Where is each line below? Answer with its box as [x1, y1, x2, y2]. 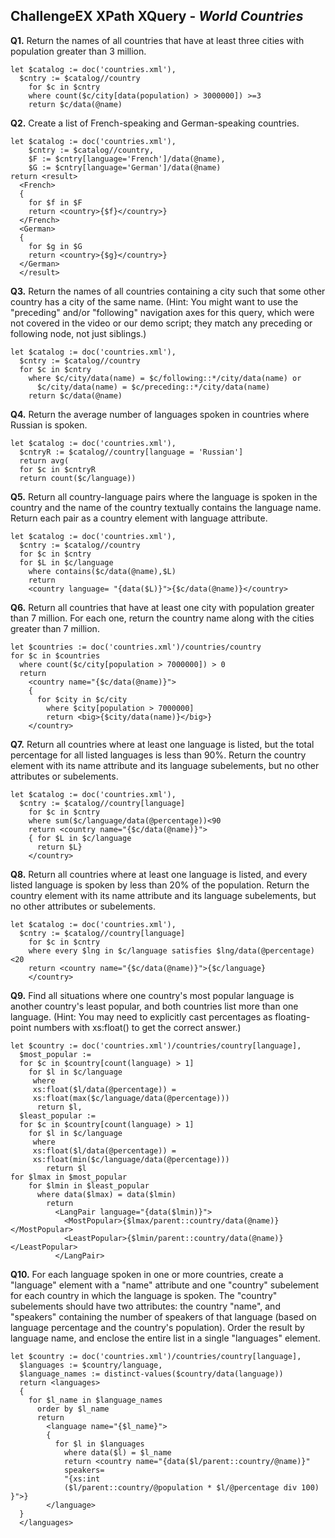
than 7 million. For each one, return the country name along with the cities [10, 612, 315, 624]
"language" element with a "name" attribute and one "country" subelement [10, 1279, 319, 1291]
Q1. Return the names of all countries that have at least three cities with [10, 34, 305, 46]
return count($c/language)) [19, 473, 137, 483]
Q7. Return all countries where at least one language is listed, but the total [10, 738, 315, 750]
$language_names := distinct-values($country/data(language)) [19, 1369, 284, 1379]
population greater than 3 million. [10, 45, 147, 57]
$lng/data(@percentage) [216, 945, 315, 956]
